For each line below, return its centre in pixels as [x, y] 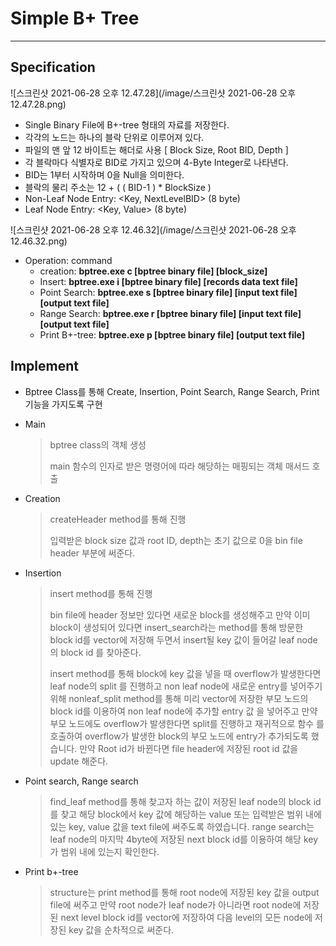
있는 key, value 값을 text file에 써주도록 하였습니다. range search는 [182, 826]
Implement [44, 366]
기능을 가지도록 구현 [63, 404]
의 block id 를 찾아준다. [95, 652]
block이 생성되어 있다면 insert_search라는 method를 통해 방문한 [176, 627]
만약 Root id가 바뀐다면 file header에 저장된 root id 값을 [189, 748]
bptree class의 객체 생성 [98, 444]
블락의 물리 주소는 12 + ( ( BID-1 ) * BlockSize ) [118, 187]
